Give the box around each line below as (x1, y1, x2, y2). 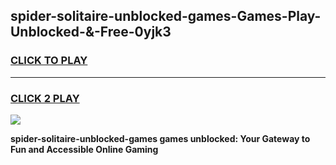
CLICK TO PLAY (10, 54, 88, 68)
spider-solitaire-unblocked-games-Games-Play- (10, 8, 322, 25)
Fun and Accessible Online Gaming (10, 143, 159, 155)
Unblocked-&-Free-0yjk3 (10, 24, 172, 41)
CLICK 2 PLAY (10, 91, 80, 105)
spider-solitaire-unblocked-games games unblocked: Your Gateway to (10, 132, 311, 144)
